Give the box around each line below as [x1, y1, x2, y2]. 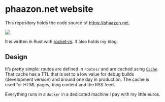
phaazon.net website [5, 3, 94, 15]
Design [5, 53, 28, 61]
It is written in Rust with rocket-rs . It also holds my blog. [5, 38, 118, 44]
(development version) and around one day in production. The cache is [5, 76, 149, 82]
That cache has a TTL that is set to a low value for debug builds [5, 71, 134, 77]
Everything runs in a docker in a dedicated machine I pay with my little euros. [5, 91, 161, 97]
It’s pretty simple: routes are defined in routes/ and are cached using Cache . [5, 66, 159, 72]
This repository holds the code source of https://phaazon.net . [5, 20, 131, 26]
